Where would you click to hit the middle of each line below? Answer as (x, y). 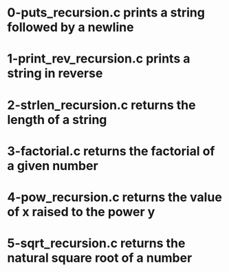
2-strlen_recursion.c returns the (101, 105)
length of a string (57, 119)
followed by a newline (70, 27)
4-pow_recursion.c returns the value (115, 197)
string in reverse (55, 73)
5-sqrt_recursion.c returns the (96, 243)
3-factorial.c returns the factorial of (111, 151)
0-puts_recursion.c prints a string (106, 13)
